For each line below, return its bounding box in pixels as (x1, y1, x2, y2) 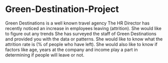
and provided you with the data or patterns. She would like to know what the (5, 36, 163, 42)
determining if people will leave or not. (5, 51, 85, 58)
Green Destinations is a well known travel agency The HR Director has (5, 20, 150, 26)
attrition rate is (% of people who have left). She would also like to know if (5, 41, 158, 47)
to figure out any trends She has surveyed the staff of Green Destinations (5, 30, 156, 36)
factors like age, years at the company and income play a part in (5, 46, 138, 52)
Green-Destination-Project (5, 3, 119, 15)
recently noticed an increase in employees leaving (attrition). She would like (5, 25, 162, 31)
